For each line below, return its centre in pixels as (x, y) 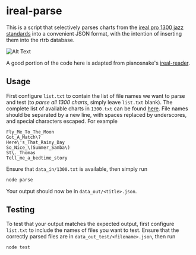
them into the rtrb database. (40, 40)
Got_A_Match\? (24, 137)
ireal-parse (34, 11)
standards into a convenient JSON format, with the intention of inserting (94, 33)
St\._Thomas (21, 152)
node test (18, 247)
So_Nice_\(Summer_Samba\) (38, 147)
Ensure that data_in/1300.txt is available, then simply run (77, 169)
